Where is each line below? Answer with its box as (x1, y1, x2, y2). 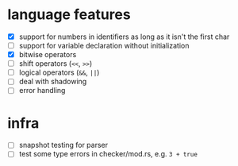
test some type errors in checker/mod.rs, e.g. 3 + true (18, 149, 198, 159)
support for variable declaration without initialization (18, 41, 190, 50)
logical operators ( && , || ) (18, 68, 100, 77)
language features (7, 6, 132, 24)
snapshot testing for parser (18, 141, 109, 150)
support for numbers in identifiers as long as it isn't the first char (18, 32, 230, 41)
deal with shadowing (18, 77, 87, 87)
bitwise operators (18, 50, 77, 60)
